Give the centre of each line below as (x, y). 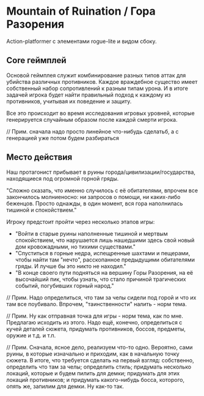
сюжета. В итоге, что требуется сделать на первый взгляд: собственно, (100, 360)
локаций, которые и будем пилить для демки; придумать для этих (93, 373)
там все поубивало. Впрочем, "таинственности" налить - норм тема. (97, 304)
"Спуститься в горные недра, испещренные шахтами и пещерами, (103, 253)
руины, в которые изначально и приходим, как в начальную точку (93, 354)
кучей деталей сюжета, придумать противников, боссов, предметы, (96, 329)
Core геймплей (36, 60)
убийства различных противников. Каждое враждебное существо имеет (102, 81)
